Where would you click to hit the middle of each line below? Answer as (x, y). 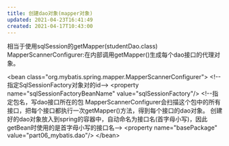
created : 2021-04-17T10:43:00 (50, 26)
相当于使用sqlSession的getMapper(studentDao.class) (83, 46)
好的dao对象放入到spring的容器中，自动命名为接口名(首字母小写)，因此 (107, 119)
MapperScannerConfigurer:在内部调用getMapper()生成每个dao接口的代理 (111, 55)
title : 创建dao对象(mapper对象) (50, 13)
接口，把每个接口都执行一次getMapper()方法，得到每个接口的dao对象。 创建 (115, 111)
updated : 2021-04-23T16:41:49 (50, 20)
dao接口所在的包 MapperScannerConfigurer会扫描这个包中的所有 (129, 102)
